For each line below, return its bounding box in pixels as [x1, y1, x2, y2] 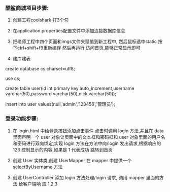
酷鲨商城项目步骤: [5, 4, 49, 11]
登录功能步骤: [5, 115, 39, 122]
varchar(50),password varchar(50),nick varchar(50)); [5, 91, 117, 97]
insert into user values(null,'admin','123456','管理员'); [5, 101, 116, 107]
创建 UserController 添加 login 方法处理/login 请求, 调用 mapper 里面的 [12, 174, 160, 180]
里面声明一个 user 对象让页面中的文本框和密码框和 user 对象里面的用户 [12, 134, 161, 140]
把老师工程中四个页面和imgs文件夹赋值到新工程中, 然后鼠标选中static [12, 39, 157, 45]
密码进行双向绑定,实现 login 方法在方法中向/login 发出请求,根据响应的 [17, 140, 161, 146]
